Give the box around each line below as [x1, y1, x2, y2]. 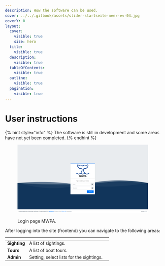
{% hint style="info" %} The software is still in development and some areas [5, 129, 160, 135]
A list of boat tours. [29, 247, 68, 253]
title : [9, 44, 23, 49]
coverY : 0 [5, 18, 26, 23]
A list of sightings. [29, 240, 66, 246]
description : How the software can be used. [5, 8, 98, 13]
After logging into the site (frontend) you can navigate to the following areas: [5, 228, 161, 233]
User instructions [5, 113, 78, 124]
